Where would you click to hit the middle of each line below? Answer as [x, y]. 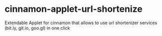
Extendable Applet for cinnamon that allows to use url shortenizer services [81, 23]
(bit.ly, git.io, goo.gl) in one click [37, 28]
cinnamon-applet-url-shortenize [74, 9]
